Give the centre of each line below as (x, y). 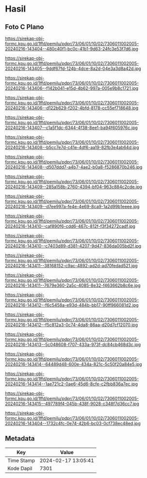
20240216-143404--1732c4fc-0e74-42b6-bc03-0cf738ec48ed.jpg (73, 423)
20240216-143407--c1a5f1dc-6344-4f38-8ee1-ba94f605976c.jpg (72, 128)
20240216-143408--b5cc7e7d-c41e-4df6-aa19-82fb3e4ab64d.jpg (72, 147)
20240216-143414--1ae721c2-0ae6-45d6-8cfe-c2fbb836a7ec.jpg (72, 384)
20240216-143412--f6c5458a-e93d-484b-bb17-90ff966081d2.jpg (72, 305)
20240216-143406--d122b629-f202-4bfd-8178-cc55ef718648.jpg (72, 108)
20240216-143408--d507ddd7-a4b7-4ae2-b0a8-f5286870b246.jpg (73, 167)
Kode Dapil (20, 468)
